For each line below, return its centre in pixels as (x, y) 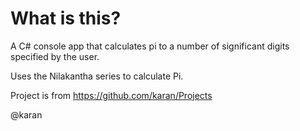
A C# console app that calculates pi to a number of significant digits (150, 46)
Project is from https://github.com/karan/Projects (111, 95)
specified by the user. (55, 56)
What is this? (66, 18)
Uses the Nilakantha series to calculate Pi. (97, 76)
